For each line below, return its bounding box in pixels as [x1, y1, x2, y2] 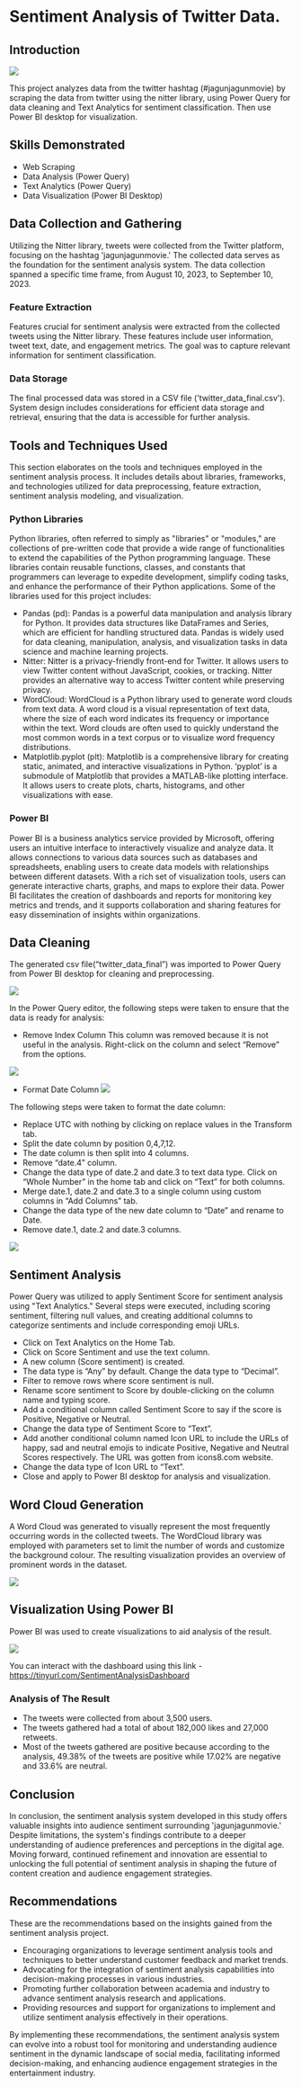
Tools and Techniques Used [9, 438, 168, 453]
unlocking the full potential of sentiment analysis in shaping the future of [9, 1858, 278, 1868]
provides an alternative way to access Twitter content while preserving [22, 675, 285, 685]
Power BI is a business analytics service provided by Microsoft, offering [9, 832, 275, 843]
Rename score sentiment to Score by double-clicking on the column [22, 1385, 275, 1396]
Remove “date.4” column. [22, 1158, 118, 1169]
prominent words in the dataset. [9, 1559, 128, 1571]
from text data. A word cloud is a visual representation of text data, [22, 703, 270, 714]
